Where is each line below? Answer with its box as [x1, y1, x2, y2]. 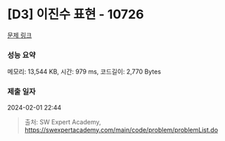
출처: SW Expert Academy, [24, 117, 101, 126]
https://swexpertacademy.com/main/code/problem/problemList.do [24, 126, 219, 134]
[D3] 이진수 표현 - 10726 [7, 6, 144, 22]
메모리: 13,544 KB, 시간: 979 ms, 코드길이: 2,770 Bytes [7, 67, 162, 76]
